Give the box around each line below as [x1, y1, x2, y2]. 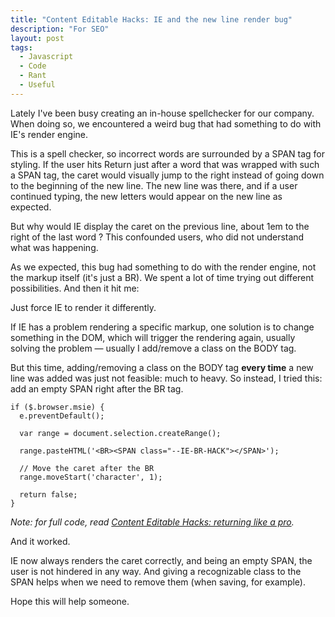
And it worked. [10, 535, 71, 547]
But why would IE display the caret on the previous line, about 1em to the [10, 220, 310, 232]
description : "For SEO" [10, 24, 110, 34]
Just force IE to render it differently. [10, 301, 157, 313]
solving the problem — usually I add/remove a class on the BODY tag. [10, 342, 297, 354]
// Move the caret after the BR [19, 463, 155, 473]
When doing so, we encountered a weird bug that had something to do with [10, 117, 322, 130]
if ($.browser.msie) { [10, 402, 105, 412]
